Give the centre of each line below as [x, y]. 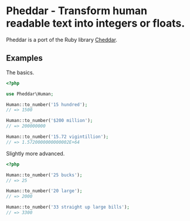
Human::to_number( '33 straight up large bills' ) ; [68, 207]
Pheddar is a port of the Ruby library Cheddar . [62, 39]
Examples [24, 58]
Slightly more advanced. [35, 153]
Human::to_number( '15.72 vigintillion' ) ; [57, 137]
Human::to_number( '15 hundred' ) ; [47, 104]
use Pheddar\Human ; [30, 94]
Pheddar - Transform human [77, 11]
